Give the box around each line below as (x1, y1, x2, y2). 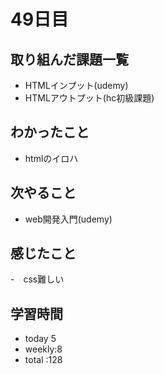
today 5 (24, 333, 57, 345)
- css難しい (10, 273, 65, 285)
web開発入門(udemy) (24, 213, 113, 225)
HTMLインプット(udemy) (24, 80, 129, 91)
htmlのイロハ (24, 152, 79, 164)
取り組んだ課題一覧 (10, 51, 129, 68)
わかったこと (10, 124, 90, 141)
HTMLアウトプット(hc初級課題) (24, 92, 155, 104)
